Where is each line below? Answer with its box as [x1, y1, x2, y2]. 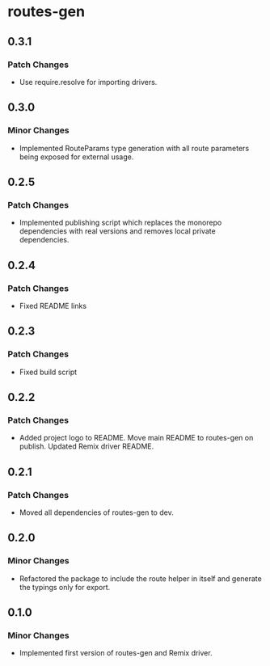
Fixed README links [19, 301, 86, 310]
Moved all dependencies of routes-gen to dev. [19, 508, 175, 517]
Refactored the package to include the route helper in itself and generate [19, 573, 262, 584]
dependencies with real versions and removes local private [19, 226, 216, 236]
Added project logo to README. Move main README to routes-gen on [19, 433, 254, 443]
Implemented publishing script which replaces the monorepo [19, 217, 222, 228]
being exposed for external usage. [19, 152, 134, 162]
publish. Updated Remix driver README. [19, 441, 154, 451]
